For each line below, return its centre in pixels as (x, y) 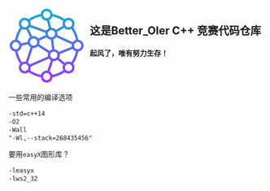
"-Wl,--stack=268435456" (50, 138)
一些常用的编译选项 (41, 97)
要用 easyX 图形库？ (39, 154)
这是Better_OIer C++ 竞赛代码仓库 (176, 31)
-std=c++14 (27, 113)
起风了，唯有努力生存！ (129, 53)
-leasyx (22, 170)
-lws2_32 (23, 178)
